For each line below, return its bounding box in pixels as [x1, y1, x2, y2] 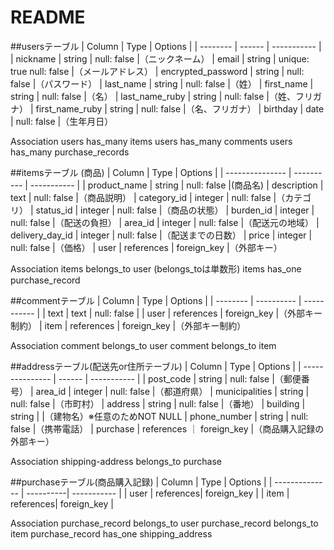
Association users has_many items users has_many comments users [10, 135, 293, 147]
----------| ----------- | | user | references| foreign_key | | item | [26, 487, 290, 499]
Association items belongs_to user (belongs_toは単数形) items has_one [10, 262, 302, 275]
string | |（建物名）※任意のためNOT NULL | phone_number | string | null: [10, 410, 309, 422]
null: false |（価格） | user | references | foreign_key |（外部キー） [10, 241, 283, 253]
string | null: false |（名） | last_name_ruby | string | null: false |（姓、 [10, 90, 296, 102]
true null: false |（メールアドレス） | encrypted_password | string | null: [10, 65, 305, 77]
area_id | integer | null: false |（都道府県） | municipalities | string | [35, 385, 310, 397]
